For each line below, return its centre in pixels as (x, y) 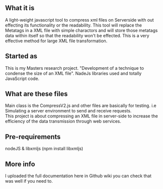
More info (20, 164)
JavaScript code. (22, 79)
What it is (20, 8)
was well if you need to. (29, 181)
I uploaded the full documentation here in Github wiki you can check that (78, 176)
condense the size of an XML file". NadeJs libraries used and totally (73, 73)
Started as (21, 56)
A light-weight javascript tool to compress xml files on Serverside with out (80, 20)
